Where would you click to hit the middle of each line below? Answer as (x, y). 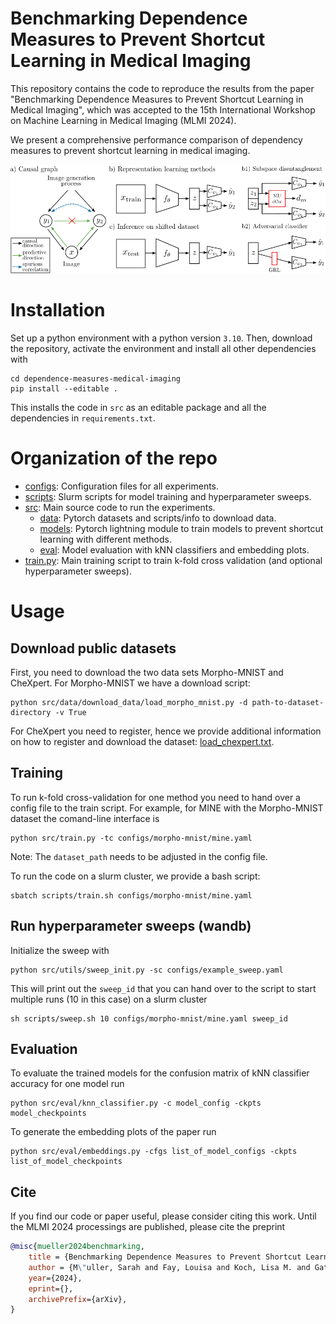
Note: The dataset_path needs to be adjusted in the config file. (139, 856)
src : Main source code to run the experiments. (120, 507)
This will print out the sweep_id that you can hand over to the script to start (163, 988)
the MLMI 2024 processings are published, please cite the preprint (148, 1227)
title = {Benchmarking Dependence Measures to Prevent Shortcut (165, 1257)
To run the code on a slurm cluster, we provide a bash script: (135, 876)
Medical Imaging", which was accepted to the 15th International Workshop (163, 109)
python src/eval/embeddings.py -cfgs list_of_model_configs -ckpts (154, 1152)
